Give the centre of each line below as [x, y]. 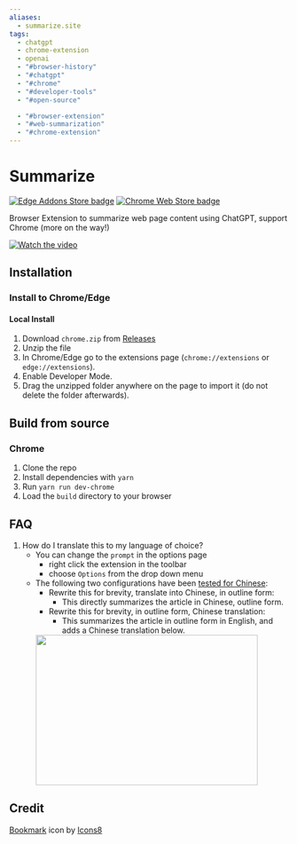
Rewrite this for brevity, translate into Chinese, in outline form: [161, 592]
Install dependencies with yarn [78, 477]
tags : [19, 34]
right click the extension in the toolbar [117, 564]
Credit [27, 809]
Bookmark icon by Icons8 [56, 830]
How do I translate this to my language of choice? [113, 545]
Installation [41, 273]
